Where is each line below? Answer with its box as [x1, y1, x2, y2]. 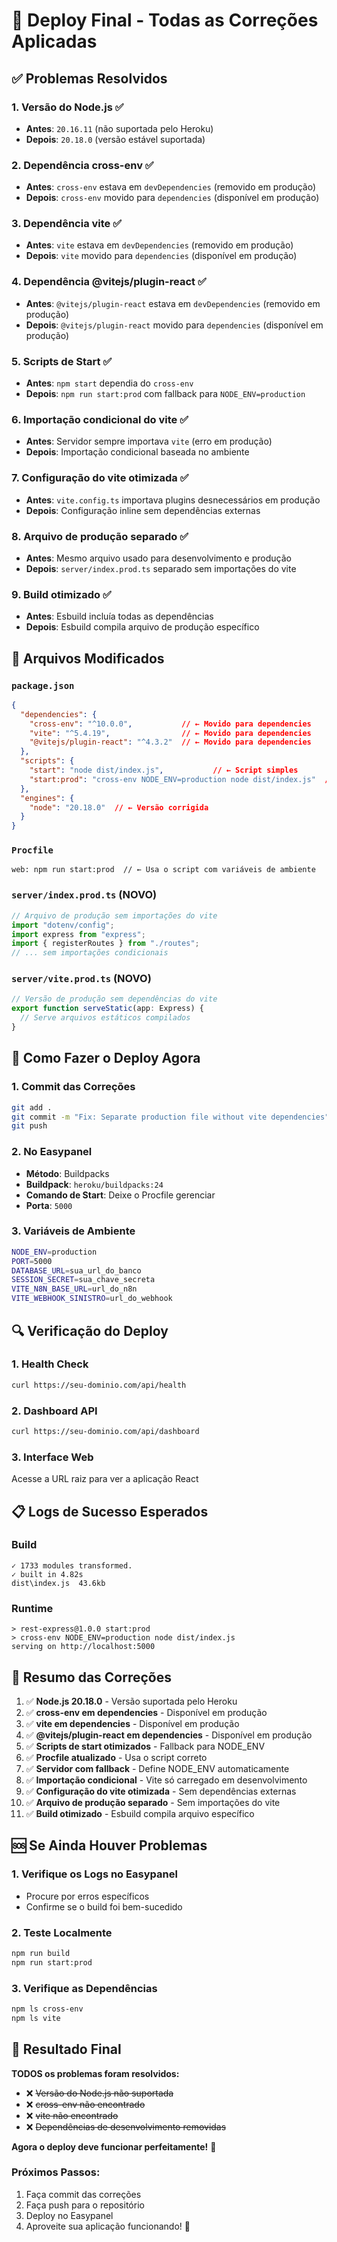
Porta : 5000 [25, 1199, 73, 1211]
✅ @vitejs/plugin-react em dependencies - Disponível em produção [25, 1729, 313, 1741]
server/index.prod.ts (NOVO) [11, 888, 158, 902]
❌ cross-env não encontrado [25, 2098, 146, 2110]
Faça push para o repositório [25, 2199, 145, 2211]
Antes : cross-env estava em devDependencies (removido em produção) [25, 181, 317, 193]
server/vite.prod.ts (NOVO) [11, 972, 152, 986]
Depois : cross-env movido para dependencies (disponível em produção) [25, 192, 320, 204]
